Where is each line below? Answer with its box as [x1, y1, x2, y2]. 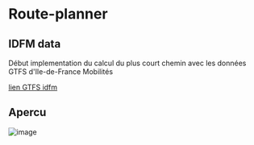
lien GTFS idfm [8, 82, 58, 92]
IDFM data [8, 37, 61, 51]
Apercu [8, 106, 47, 119]
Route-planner [8, 5, 108, 23]
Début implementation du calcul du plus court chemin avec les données [8, 58, 247, 68]
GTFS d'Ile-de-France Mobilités [8, 67, 114, 77]
